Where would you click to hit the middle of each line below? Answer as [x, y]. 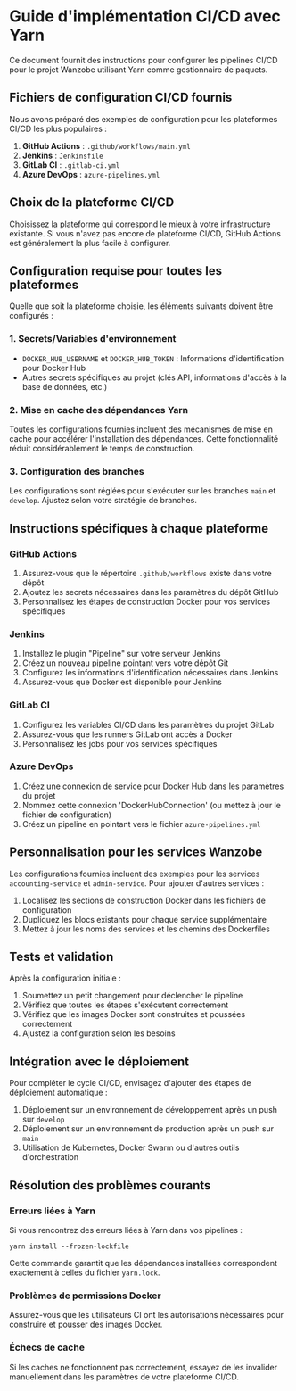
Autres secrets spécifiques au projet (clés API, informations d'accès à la [154, 377]
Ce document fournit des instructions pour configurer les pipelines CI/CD [144, 60]
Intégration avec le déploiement [99, 1061]
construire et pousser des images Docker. [86, 1325]
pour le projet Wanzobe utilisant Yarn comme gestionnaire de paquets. [139, 70]
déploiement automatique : [58, 1093]
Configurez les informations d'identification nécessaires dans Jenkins [150, 673]
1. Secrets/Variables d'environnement [93, 339]
